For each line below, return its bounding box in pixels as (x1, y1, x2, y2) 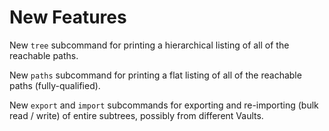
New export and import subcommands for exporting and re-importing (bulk (9, 99, 319, 111)
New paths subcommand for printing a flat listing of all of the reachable (9, 69, 302, 81)
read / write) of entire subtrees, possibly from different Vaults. (9, 109, 264, 121)
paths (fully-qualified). (9, 79, 101, 91)
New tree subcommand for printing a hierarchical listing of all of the (9, 39, 290, 51)
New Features (9, 6, 127, 29)
